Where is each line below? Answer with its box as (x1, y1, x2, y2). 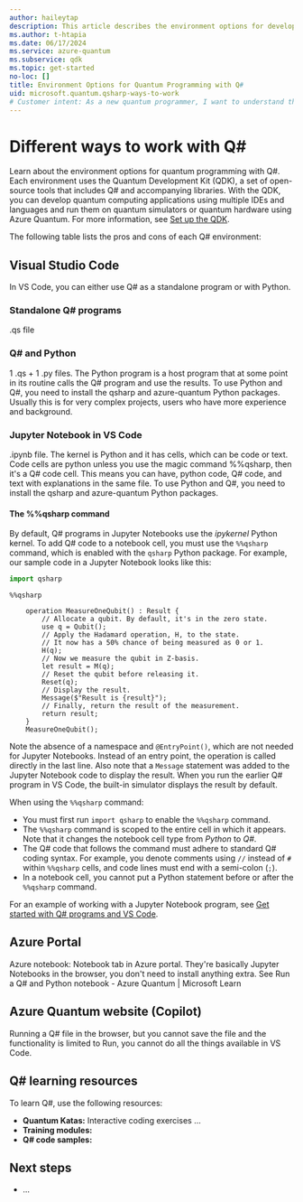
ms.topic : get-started (9, 64, 95, 73)
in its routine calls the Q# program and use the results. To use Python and (9, 377, 283, 388)
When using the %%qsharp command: (9, 797, 144, 808)
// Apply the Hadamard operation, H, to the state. (41, 630, 241, 639)
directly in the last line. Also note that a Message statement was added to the (9, 760, 290, 771)
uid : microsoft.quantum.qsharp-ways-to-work (9, 89, 179, 98)
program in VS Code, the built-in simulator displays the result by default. (9, 779, 278, 790)
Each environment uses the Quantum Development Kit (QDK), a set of (9, 175, 268, 186)
